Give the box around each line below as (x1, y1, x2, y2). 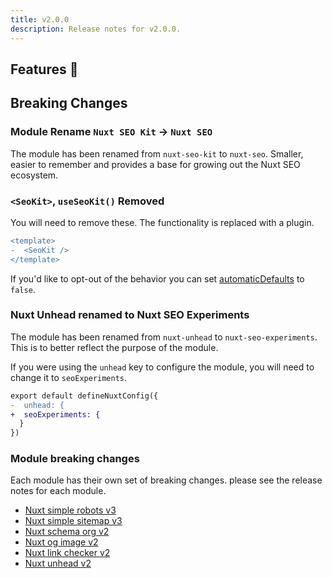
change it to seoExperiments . (10, 371, 128, 383)
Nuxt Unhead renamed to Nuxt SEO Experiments (10, 308, 250, 322)
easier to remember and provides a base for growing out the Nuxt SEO (10, 158, 301, 170)
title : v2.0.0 (10, 14, 70, 25)
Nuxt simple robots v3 (24, 504, 117, 516)
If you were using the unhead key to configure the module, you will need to (10, 361, 315, 373)
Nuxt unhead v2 (24, 557, 92, 570)
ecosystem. (10, 169, 59, 181)
